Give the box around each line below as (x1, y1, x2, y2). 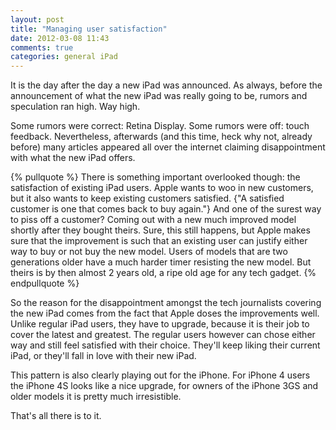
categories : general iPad (10, 52, 118, 62)
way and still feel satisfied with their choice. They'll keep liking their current (10, 339, 321, 351)
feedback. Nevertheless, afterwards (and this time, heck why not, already (10, 131, 313, 143)
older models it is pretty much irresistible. (10, 391, 182, 403)
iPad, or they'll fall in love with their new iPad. (10, 350, 197, 362)
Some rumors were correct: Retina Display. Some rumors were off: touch (10, 120, 310, 132)
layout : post (10, 14, 65, 25)
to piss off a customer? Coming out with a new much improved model (10, 214, 297, 226)
